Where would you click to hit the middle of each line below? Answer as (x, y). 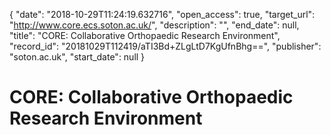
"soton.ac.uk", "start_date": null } (77, 57)
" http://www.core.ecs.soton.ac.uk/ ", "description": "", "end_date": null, (154, 25)
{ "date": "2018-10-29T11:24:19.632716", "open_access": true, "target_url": (162, 14)
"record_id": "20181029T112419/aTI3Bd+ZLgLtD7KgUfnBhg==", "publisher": (165, 46)
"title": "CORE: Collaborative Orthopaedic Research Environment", (145, 35)
